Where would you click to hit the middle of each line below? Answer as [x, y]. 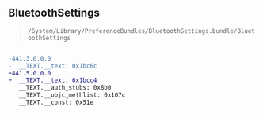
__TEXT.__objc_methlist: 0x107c [72, 95]
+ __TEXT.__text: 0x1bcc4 [53, 81]
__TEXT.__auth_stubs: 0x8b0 [65, 88]
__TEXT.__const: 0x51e [56, 103]
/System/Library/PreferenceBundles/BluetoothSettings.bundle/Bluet [141, 31]
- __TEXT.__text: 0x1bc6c [53, 66]
